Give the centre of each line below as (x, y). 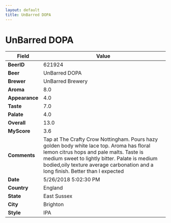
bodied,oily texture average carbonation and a (98, 165)
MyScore (19, 131)
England (53, 188)
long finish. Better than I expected (83, 171)
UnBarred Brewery (65, 81)
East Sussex (58, 196)
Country (18, 188)
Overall (17, 123)
